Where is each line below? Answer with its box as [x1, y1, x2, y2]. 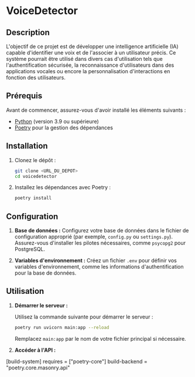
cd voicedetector [14, 173, 57, 179]
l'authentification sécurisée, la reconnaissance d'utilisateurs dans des [6, 61, 175, 68]
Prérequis [6, 91, 43, 101]
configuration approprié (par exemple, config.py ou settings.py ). [14, 233, 173, 241]
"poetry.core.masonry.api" [6, 364, 70, 371]
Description [6, 28, 50, 37]
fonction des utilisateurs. [6, 74, 66, 81]
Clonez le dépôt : [14, 156, 56, 163]
